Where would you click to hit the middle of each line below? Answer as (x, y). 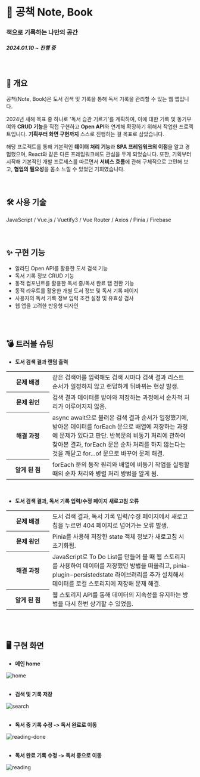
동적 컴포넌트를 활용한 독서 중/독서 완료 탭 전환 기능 (74, 283)
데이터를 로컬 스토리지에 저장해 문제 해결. (107, 584)
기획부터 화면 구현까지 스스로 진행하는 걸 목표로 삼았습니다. (96, 134)
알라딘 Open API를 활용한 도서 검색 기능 (61, 268)
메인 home (27, 664)
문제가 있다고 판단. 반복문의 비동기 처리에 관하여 (123, 436)
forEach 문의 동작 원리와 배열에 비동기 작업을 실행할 (121, 465)
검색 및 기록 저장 (33, 694)
